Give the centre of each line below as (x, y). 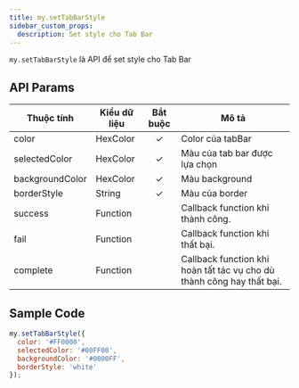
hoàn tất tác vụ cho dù (228, 270)
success (31, 213)
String (108, 194)
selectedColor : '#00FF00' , (67, 350)
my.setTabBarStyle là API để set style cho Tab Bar (100, 60)
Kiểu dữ (117, 112)
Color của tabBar (216, 139)
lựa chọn (199, 164)
